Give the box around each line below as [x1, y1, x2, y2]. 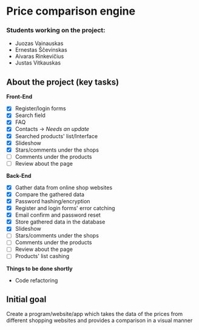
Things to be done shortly [6, 265, 73, 272]
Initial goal [6, 294, 47, 304]
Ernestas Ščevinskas [15, 46, 68, 54]
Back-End [6, 172, 32, 179]
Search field [15, 111, 46, 119]
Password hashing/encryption [15, 197, 90, 205]
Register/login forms [15, 105, 66, 112]
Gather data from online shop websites [15, 184, 113, 191]
